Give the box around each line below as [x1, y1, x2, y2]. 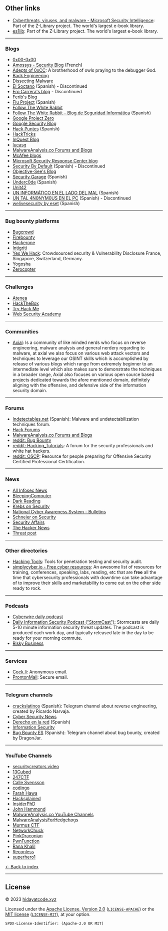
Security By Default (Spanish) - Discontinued [12, 163, 105, 169]
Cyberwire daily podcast [12, 614, 63, 620]
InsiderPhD [12, 801, 36, 807]
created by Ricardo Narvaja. [12, 708, 70, 714]
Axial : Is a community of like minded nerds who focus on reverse [12, 339, 146, 345]
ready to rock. [12, 585, 41, 591]
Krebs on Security [12, 503, 50, 509]
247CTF [12, 774, 29, 780]
